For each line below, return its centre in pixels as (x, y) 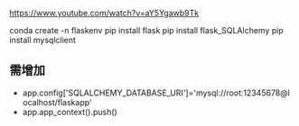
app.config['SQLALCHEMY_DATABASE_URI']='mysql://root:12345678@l (156, 93)
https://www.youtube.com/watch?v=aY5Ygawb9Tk (104, 13)
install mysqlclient (43, 40)
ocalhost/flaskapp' (57, 102)
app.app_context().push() (70, 112)
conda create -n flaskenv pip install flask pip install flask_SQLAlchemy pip (146, 30)
